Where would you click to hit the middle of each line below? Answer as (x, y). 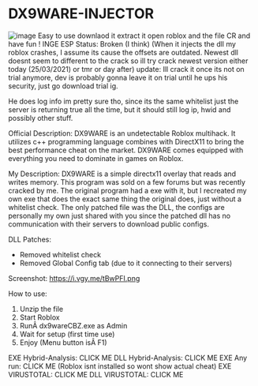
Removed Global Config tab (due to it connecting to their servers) (126, 263)
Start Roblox (40, 317)
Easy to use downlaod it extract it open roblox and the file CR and (144, 36)
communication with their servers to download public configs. (108, 224)
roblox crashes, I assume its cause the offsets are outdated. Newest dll (123, 52)
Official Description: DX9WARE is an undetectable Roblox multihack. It (122, 133)
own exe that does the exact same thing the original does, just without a (125, 199)
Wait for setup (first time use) (67, 334)
